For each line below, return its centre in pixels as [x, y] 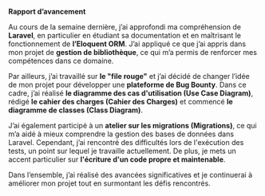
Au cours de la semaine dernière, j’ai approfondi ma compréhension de [125, 27]
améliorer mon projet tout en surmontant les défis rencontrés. [110, 183]
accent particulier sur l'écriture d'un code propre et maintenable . [117, 159]
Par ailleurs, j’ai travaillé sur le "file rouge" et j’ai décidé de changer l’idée [129, 76]
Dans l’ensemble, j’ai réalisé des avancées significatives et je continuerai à [131, 175]
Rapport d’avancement [47, 12]
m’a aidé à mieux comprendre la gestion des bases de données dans [121, 134]
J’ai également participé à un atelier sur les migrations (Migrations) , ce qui [132, 125]
